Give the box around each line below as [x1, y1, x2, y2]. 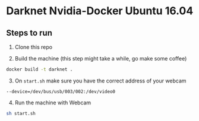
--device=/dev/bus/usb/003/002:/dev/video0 [6, 88, 116, 94]
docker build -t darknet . [6, 66, 73, 72]
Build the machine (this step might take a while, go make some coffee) [14, 55, 187, 62]
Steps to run [6, 28, 52, 38]
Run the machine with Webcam [14, 99, 91, 106]
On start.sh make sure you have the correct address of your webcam [14, 77, 187, 84]
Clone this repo [14, 43, 52, 50]
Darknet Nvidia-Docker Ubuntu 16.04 [6, 4, 194, 18]
